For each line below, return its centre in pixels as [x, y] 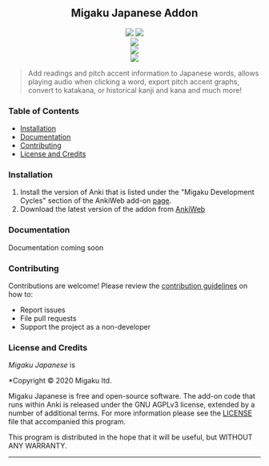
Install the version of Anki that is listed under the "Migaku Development [137, 192]
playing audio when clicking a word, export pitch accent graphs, [134, 81]
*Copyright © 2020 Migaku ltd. [60, 381]
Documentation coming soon [56, 247]
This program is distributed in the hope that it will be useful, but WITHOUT [130, 437]
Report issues [42, 310]
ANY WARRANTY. [38, 446]
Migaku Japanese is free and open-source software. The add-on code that [132, 396]
